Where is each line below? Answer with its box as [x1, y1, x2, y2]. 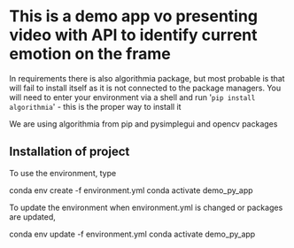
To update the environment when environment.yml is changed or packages [9, 202, 283, 213]
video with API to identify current [9, 25, 259, 45]
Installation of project [9, 144, 130, 159]
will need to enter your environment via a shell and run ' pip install [9, 91, 256, 103]
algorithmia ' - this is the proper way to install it [9, 101, 182, 112]
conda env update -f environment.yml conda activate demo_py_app [9, 229, 256, 239]
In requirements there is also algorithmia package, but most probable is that [9, 73, 285, 83]
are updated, [9, 211, 56, 222]
